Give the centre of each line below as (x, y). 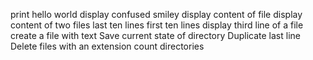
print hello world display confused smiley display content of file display (156, 14)
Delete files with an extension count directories (107, 46)
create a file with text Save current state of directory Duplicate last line (155, 35)
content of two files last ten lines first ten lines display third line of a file (157, 25)
